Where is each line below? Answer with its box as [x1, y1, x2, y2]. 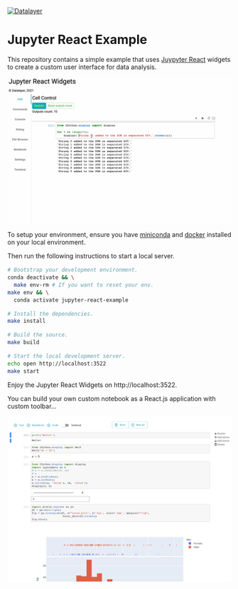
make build [7, 339, 40, 346]
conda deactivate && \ [7, 274, 75, 281]
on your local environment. [7, 238, 86, 247]
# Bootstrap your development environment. [7, 267, 139, 274]
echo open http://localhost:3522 [7, 360, 107, 367]
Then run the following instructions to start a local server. [7, 252, 175, 260]
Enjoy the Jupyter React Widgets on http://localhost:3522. [7, 381, 178, 389]
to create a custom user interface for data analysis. [7, 63, 157, 71]
